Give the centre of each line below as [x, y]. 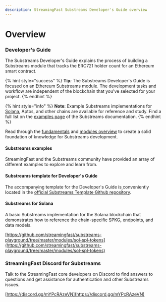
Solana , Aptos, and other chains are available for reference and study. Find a [83, 112]
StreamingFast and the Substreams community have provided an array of [80, 159]
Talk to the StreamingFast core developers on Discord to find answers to [79, 274]
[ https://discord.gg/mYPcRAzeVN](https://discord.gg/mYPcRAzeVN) [75, 294]
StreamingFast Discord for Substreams [53, 263]
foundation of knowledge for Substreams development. [61, 137]
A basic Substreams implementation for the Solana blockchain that [73, 214]
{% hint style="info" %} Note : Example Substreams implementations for [79, 106]
